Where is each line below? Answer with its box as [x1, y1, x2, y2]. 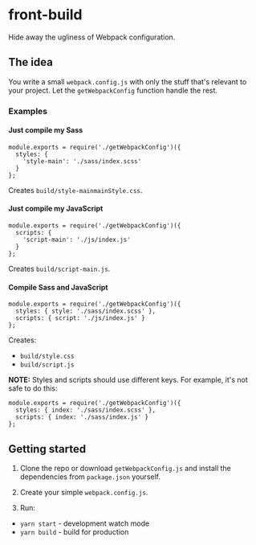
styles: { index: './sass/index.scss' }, [15, 406, 156, 415]
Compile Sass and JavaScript [8, 282, 108, 292]
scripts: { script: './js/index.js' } [15, 314, 146, 322]
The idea [8, 55, 54, 69]
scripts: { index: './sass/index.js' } [15, 413, 149, 421]
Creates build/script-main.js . [8, 264, 111, 274]
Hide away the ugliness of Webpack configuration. [8, 32, 176, 42]
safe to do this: [8, 383, 58, 393]
